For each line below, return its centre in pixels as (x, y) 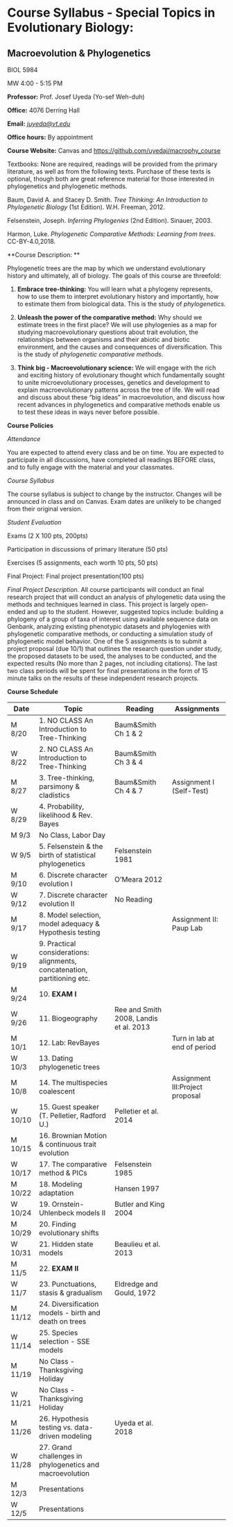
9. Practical (58, 944)
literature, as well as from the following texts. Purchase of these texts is (109, 171)
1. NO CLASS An (66, 720)
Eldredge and (136, 1284)
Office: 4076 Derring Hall (43, 110)
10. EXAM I (58, 994)
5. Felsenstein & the (71, 847)
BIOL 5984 (23, 70)
